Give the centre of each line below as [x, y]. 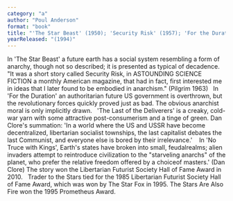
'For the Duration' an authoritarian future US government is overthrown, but [115, 96]
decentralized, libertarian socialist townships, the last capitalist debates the [114, 133]
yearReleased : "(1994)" [42, 40]
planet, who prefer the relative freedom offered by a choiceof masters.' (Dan [116, 162]
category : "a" [28, 14]
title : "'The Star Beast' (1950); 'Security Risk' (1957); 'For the [108, 33]
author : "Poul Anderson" [43, 20]
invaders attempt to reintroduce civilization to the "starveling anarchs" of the [116, 155]
